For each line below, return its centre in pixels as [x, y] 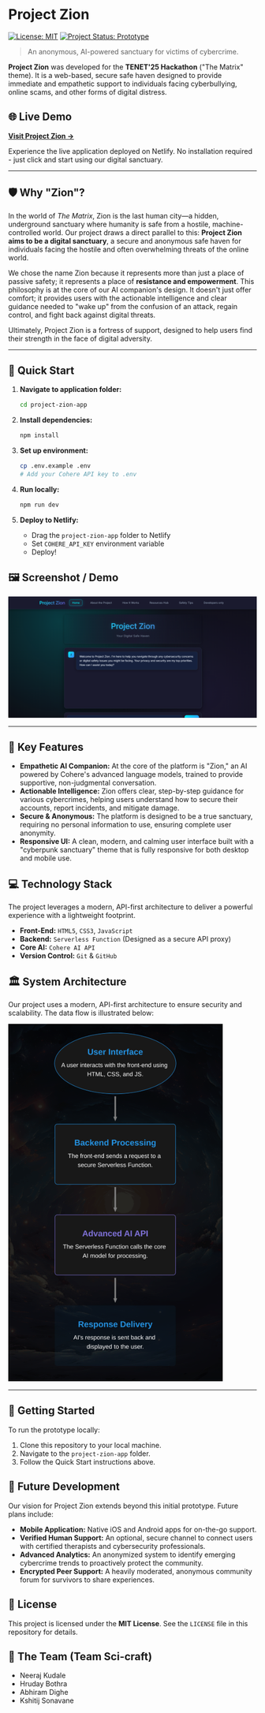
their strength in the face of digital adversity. [80, 338]
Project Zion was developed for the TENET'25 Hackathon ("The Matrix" [126, 67]
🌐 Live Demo [40, 117]
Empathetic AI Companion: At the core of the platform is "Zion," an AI [133, 766]
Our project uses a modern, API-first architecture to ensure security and [125, 1005]
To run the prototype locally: [54, 1430]
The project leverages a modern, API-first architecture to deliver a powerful [131, 907]
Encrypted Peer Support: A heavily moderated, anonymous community [136, 1571]
